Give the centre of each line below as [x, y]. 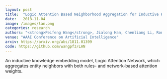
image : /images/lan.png [30, 23]
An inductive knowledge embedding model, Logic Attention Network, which [83, 60]
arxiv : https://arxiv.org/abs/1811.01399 [49, 42]
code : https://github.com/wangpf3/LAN [45, 46]
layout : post [19, 10]
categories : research [28, 28]
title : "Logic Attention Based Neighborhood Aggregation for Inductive [82, 14]
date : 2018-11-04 [25, 19]
